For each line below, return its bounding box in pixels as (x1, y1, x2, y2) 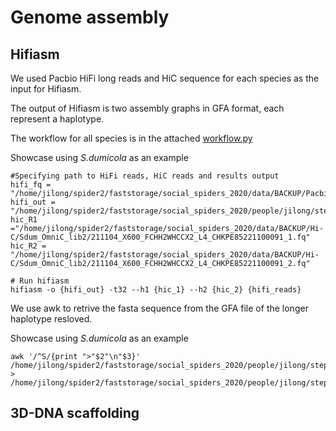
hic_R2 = (10, 241, 47, 251)
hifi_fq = (10, 180, 52, 190)
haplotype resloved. (10, 313, 93, 325)
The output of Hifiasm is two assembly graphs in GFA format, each (10, 102, 285, 114)
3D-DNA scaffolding (10, 405, 140, 422)
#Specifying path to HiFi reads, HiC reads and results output (10, 171, 280, 181)
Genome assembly (10, 6, 170, 29)
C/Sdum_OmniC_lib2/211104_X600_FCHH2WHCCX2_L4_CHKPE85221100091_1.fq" (10, 232, 311, 242)
